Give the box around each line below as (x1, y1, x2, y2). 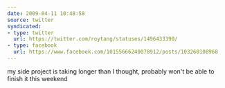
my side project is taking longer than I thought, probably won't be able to (7, 67, 215, 76)
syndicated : (7, 23, 42, 30)
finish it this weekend (7, 74, 68, 82)
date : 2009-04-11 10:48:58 (7, 10, 85, 17)
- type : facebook (7, 42, 57, 49)
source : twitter (7, 16, 54, 23)
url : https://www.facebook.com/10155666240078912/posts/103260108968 (13, 49, 218, 56)
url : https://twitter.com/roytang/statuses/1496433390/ (13, 36, 178, 43)
